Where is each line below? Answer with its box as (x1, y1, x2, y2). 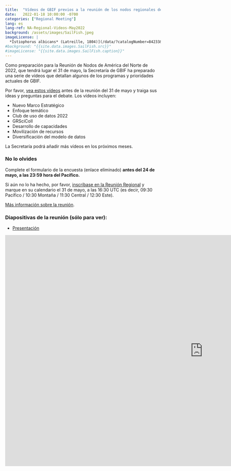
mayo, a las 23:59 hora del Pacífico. (5, 172, 80, 178)
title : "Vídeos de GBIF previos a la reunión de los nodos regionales (5, 7, 155, 12)
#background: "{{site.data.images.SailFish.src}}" (5, 44, 112, 49)
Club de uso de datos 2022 (12, 113, 68, 118)
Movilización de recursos (12, 128, 64, 134)
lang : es (5, 21, 23, 26)
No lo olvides (5, 156, 37, 162)
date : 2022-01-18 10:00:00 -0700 (5, 12, 78, 17)
